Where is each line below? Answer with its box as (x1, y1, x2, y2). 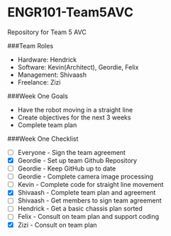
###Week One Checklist (7, 134, 79, 143)
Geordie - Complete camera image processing (17, 172, 154, 181)
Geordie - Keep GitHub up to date (17, 164, 116, 173)
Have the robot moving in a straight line (17, 105, 133, 114)
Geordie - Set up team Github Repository (17, 156, 137, 164)
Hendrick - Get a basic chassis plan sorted (17, 204, 143, 213)
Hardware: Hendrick (17, 55, 77, 64)
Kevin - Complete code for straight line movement (17, 181, 164, 189)
